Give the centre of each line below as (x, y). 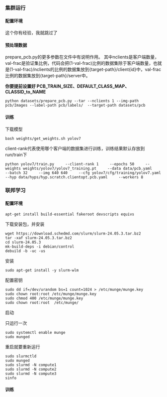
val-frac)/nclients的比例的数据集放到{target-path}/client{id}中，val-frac (88, 69)
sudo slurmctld (21, 356)
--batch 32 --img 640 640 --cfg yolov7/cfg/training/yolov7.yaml (83, 173)
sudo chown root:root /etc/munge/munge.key (51, 294)
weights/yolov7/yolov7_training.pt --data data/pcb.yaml (88, 168)
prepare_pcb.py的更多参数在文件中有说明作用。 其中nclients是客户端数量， (82, 57)
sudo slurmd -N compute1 (31, 365)
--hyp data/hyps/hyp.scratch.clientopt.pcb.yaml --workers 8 (74, 177)
